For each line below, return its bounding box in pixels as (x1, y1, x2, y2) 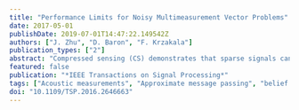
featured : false (9, 63, 69, 72)
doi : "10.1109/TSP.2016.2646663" (9, 87, 133, 96)
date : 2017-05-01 (9, 21, 74, 30)
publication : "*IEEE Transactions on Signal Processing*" (9, 71, 229, 80)
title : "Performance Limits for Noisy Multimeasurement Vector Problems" (9, 12, 289, 22)
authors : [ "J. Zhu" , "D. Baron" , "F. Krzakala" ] (9, 37, 193, 47)
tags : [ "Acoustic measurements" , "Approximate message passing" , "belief (9, 79, 289, 88)
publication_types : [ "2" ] (9, 46, 105, 55)
